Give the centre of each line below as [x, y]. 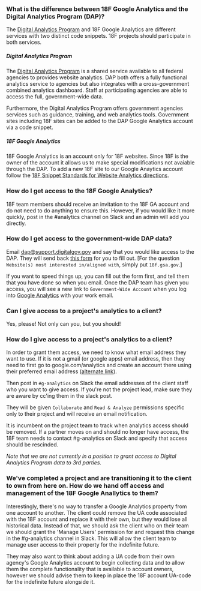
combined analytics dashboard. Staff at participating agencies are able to [97, 90]
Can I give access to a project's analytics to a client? [84, 311]
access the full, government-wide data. [55, 97]
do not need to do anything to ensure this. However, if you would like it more [100, 210]
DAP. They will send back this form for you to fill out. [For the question [93, 258]
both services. [24, 42]
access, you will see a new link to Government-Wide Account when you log [97, 289]
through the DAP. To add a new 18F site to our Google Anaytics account [94, 169]
